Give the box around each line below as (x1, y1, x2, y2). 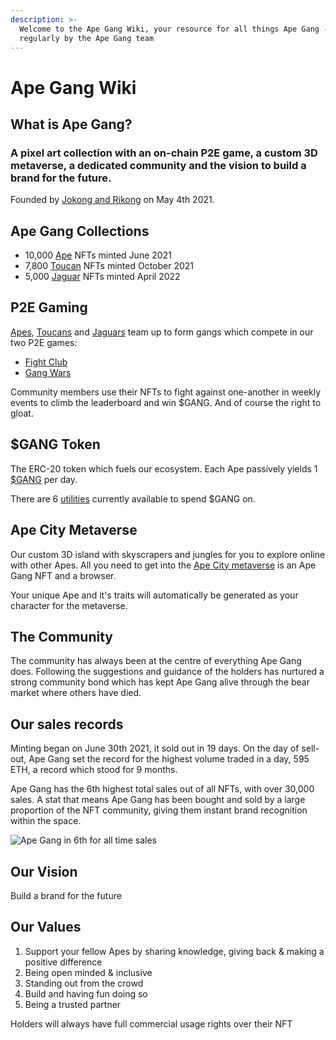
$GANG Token (10, 436, 101, 453)
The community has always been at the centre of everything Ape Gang (10, 655, 302, 667)
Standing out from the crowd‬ (24, 977, 144, 989)
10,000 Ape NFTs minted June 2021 (24, 249, 172, 261)
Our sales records (10, 716, 124, 733)
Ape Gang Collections (10, 222, 150, 240)
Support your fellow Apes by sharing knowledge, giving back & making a (24, 945, 325, 957)
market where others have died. (10, 687, 142, 699)
